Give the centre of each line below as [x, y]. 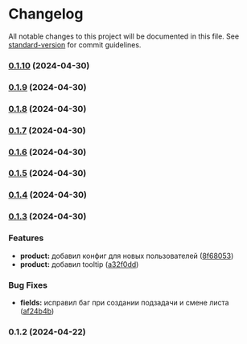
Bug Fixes [28, 285]
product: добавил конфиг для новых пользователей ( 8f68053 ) [127, 256]
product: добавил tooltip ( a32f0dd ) [79, 264]
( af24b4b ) [37, 311]
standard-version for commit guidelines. [75, 44]
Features [26, 238]
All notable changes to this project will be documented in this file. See [124, 36]
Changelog [46, 14]
